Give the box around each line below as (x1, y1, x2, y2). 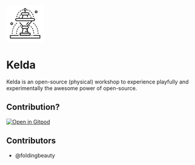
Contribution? (6, 102, 60, 112)
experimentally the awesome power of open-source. (6, 84, 137, 92)
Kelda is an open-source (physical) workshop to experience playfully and (6, 78, 189, 85)
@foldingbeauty (15, 152, 56, 159)
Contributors (6, 135, 56, 146)
